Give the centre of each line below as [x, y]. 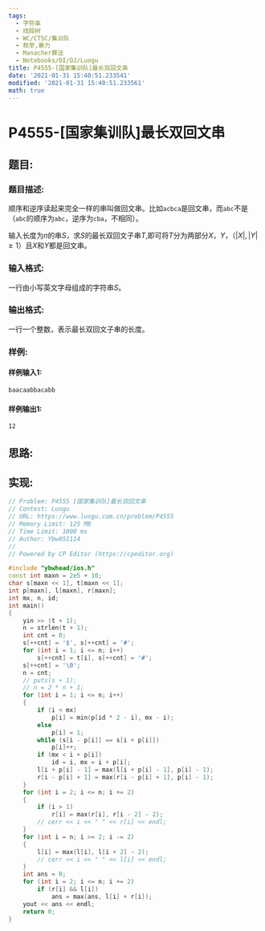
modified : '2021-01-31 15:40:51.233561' [77, 83]
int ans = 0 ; [45, 874]
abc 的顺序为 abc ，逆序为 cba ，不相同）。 [79, 218]
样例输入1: [25, 372]
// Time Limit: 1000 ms [48, 531]
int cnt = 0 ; [45, 636]
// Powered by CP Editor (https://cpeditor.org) [91, 554]
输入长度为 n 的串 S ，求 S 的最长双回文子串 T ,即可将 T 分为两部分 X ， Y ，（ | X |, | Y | [133, 236]
